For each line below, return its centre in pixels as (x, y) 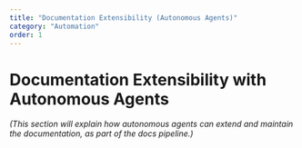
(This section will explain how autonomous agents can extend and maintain (151, 124)
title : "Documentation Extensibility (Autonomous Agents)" (124, 18)
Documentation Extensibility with (138, 79)
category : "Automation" (55, 26)
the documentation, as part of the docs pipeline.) (101, 133)
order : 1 (26, 35)
